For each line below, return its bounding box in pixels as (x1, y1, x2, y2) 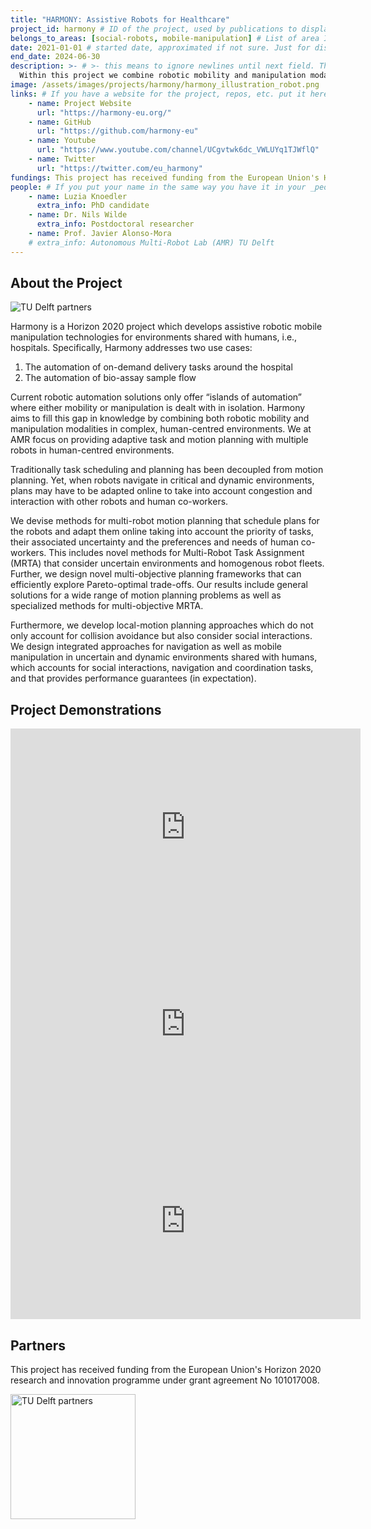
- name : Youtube (28, 136, 97, 146)
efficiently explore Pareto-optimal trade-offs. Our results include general (10, 579, 308, 591)
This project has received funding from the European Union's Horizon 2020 (10, 1364, 322, 1376)
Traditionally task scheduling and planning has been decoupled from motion (10, 464, 324, 476)
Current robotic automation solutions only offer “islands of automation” (10, 391, 302, 403)
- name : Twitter (28, 154, 97, 164)
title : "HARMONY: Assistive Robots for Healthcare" (10, 14, 230, 25)
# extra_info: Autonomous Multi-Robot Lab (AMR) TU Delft (28, 237, 275, 248)
